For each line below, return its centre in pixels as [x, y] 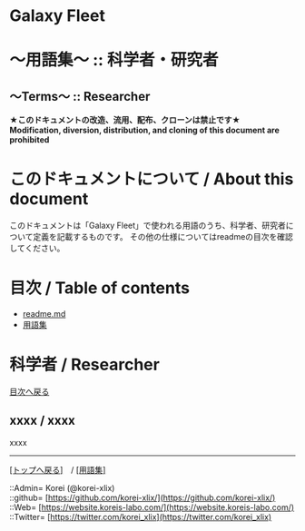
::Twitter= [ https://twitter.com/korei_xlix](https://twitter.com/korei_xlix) [141, 516]
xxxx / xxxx [42, 421]
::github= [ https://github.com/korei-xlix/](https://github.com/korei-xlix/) [143, 497]
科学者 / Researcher [85, 365]
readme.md [44, 314]
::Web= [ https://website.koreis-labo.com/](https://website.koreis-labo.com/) [152, 507]
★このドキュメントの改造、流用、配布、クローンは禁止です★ [125, 120]
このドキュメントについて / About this [152, 179]
